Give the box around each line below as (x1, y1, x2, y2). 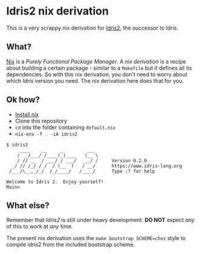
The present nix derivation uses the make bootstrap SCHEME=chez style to (6, 235, 186, 242)
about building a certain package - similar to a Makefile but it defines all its (6, 64, 192, 71)
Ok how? (6, 95, 40, 105)
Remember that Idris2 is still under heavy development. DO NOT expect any (6, 217, 195, 224)
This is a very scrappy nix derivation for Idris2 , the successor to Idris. (6, 24, 179, 31)
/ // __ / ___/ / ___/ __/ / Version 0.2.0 (17, 157, 147, 164)
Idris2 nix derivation (6, 4, 109, 18)
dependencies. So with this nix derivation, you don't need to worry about (6, 71, 188, 78)
